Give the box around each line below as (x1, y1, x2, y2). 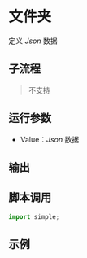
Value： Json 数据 (20, 134, 80, 144)
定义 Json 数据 (8, 36, 58, 46)
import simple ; (8, 212, 60, 221)
